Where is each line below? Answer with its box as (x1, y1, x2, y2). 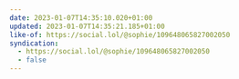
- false (17, 55, 47, 64)
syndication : (9, 38, 59, 48)
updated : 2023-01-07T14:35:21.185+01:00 (9, 22, 166, 31)
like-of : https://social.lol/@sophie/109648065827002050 (9, 30, 231, 39)
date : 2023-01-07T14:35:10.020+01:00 (9, 13, 153, 23)
